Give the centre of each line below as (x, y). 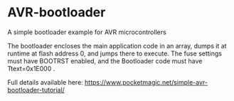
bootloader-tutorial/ (36, 90)
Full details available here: (45, 82)
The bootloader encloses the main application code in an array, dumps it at (117, 46)
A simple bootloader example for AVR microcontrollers (87, 32)
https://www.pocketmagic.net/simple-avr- (146, 82)
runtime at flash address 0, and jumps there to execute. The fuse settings (115, 53)
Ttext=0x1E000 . (31, 68)
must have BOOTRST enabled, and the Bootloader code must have (105, 60)
